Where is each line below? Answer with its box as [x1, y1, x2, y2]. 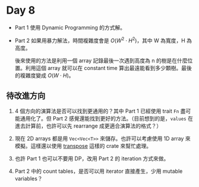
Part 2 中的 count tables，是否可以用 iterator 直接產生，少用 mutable [14, 167, 183, 175]
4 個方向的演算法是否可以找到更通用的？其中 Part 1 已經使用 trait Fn [14, 107, 179, 115]
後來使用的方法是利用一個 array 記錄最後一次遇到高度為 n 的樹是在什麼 [14, 57, 188, 64]
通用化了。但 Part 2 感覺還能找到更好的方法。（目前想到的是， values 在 [20, 115, 193, 122]
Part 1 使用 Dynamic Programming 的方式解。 [14, 24, 126, 31]
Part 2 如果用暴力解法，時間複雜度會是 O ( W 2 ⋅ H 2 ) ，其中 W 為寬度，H [14, 36, 185, 44]
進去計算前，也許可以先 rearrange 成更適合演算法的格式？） [14, 122, 162, 129]
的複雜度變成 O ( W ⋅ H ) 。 [14, 72, 74, 79]
